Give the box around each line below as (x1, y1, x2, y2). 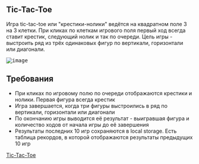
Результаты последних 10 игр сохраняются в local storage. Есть (14, 127, 177, 134)
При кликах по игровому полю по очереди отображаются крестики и (14, 89, 192, 97)
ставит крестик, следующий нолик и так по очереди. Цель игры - (6, 33, 173, 40)
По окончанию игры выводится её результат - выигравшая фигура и (14, 115, 189, 122)
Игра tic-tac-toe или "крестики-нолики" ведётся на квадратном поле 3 (6, 20, 187, 27)
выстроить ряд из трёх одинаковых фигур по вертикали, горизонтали (6, 39, 184, 46)
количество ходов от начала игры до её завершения (14, 121, 149, 128)
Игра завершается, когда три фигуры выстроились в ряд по (14, 102, 168, 109)
